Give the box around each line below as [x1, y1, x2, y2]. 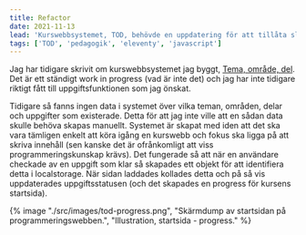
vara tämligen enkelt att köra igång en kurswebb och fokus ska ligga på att [9, 129, 290, 141]
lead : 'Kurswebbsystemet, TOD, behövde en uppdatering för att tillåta [9, 30, 287, 39]
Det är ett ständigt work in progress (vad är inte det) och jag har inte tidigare [9, 74, 296, 85]
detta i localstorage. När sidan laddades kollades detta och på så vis [9, 169, 266, 179]
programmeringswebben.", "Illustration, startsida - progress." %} [9, 215, 252, 226]
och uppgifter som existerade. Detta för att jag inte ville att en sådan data [9, 110, 284, 121]
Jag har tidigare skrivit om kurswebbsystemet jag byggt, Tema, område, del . [9, 64, 296, 75]
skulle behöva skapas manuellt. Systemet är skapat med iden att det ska [9, 120, 280, 131]
